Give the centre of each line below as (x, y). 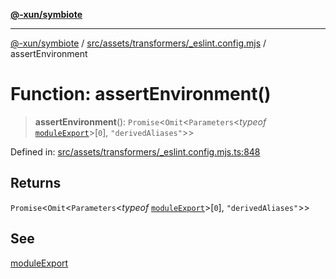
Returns (36, 183)
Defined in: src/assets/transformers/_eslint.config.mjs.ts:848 (135, 151)
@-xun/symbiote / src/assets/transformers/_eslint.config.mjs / (138, 43)
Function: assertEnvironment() (141, 94)
